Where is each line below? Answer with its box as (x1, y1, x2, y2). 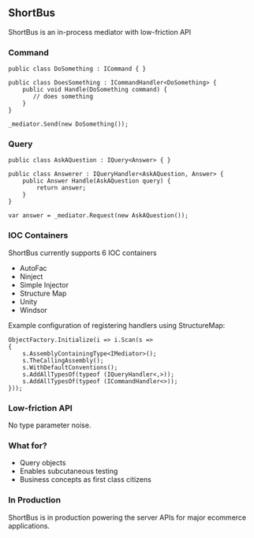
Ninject (19, 272, 43, 281)
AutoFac (19, 263, 47, 273)
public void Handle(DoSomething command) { (22, 86, 168, 94)
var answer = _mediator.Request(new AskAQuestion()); (8, 212, 189, 220)
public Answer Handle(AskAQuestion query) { (22, 177, 171, 185)
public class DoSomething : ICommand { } (8, 65, 147, 73)
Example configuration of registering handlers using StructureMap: (8, 320, 226, 330)
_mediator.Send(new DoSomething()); (8, 120, 129, 129)
